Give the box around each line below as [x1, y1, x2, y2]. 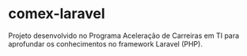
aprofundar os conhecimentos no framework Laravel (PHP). [8, 39, 203, 48]
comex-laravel [8, 5, 105, 23]
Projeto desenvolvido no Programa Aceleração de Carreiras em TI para [8, 31, 240, 40]
